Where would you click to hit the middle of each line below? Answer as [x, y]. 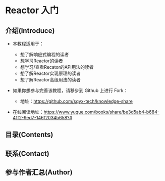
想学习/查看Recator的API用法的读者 [57, 67]
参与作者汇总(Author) [39, 172]
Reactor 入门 [32, 10]
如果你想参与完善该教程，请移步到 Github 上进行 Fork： [70, 91]
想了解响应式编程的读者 [44, 54]
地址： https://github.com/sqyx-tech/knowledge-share [76, 101]
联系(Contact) [27, 153]
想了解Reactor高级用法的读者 [50, 80]
